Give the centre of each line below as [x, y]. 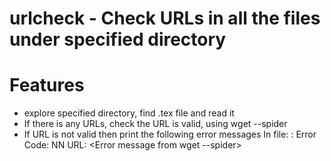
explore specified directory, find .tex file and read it [129, 113]
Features [47, 85]
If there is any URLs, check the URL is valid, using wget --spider [155, 124]
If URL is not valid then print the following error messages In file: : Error [170, 134]
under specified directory [118, 39]
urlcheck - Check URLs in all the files [165, 18]
